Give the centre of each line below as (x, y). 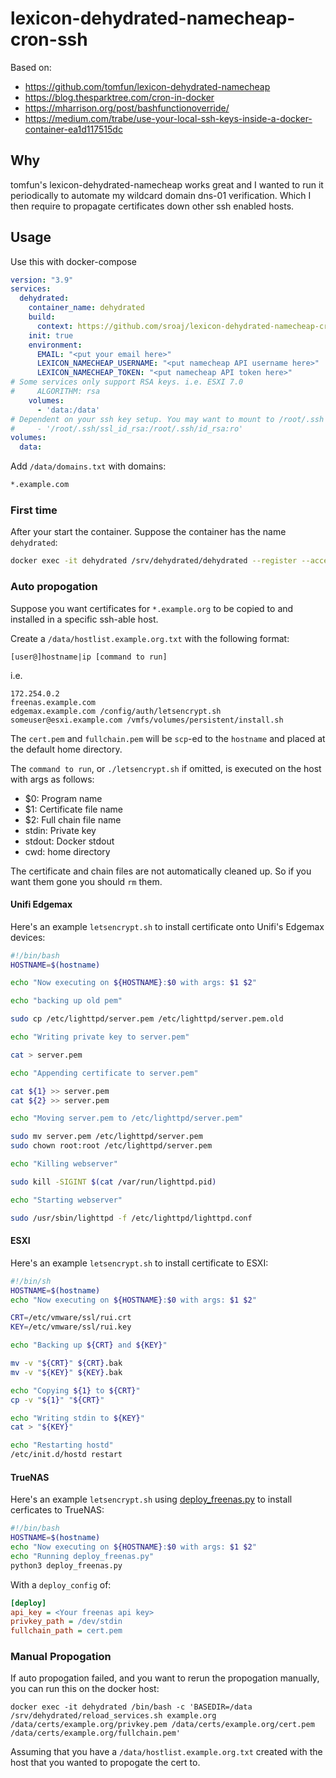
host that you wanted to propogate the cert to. (105, 1763)
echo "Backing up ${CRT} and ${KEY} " (89, 1345)
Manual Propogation (61, 1657)
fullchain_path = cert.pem (66, 1631)
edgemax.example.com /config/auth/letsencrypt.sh (116, 711)
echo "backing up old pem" (66, 1001)
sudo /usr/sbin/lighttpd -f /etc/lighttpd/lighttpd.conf (131, 1218)
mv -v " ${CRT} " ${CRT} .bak (66, 1363)
